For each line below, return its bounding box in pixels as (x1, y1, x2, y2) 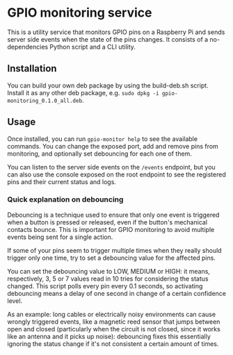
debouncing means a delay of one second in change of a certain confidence (7, 289, 227, 297)
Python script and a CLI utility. (49, 42, 136, 51)
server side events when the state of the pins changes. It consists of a (7, 35, 209, 43)
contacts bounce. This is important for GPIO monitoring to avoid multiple (7, 225, 215, 233)
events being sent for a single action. (7, 233, 113, 241)
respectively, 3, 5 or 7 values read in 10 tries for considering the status (7, 274, 209, 283)
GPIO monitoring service (7, 5, 152, 21)
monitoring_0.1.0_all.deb (7, 97, 82, 104)
